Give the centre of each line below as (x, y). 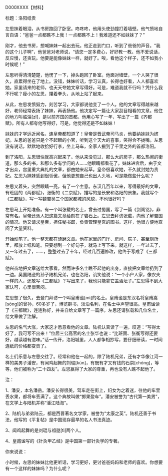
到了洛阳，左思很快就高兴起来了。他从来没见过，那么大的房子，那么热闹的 (82, 157)
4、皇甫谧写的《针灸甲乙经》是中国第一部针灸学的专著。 (64, 441)
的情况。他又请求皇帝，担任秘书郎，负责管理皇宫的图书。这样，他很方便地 (82, 222)
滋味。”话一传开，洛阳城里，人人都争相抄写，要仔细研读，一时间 (97, 340)
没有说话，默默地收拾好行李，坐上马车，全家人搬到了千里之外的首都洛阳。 (82, 146)
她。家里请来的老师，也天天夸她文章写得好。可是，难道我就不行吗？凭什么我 (84, 87)
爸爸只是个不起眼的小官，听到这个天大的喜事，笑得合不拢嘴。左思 (95, 140)
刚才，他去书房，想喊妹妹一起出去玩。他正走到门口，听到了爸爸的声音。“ (81, 46)
